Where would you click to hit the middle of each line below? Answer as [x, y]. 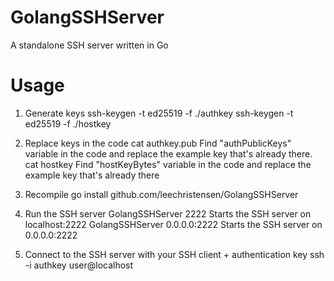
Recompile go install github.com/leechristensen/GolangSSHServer [161, 194]
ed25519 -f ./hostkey [68, 123]
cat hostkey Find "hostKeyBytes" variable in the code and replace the [168, 164]
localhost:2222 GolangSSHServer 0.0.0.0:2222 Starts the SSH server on [173, 224]
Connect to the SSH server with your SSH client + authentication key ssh [174, 254]
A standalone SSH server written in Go [89, 45]
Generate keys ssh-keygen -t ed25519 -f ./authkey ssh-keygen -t [159, 113]
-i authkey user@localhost [79, 265]
